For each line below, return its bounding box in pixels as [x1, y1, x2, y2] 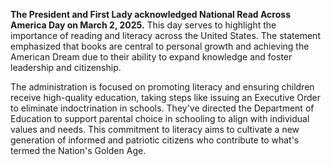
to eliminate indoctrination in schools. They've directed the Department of [10, 102, 315, 114]
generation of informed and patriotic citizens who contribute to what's [10, 134, 300, 146]
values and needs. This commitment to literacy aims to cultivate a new [10, 124, 300, 135]
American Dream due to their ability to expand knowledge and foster [10, 51, 293, 63]
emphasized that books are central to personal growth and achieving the [10, 40, 310, 52]
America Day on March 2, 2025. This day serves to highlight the [10, 19, 277, 31]
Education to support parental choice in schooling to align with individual [10, 113, 310, 124]
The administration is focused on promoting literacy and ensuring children [10, 81, 315, 93]
